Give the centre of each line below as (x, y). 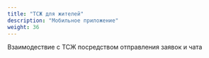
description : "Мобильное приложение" (63, 21)
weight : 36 (23, 27)
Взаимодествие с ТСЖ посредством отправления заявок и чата (105, 47)
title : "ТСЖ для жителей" (45, 14)
